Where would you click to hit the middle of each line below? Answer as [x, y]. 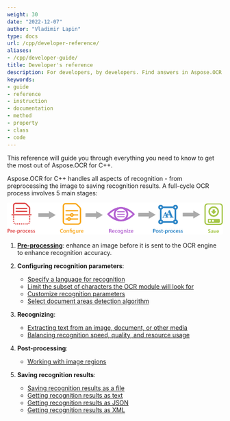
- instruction [27, 101]
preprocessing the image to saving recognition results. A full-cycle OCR [108, 186]
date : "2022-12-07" [35, 22]
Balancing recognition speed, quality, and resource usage [108, 335]
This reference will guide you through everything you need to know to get [111, 158]
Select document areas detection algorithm [88, 301]
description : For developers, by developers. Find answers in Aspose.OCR [115, 72]
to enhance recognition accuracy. [64, 253]
